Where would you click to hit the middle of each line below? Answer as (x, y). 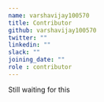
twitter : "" (28, 38)
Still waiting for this (39, 89)
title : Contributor (40, 23)
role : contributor (40, 67)
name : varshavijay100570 (49, 15)
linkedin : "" (30, 45)
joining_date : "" (37, 60)
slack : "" (24, 52)
